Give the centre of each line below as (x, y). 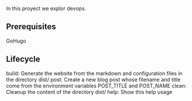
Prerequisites (31, 27)
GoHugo (16, 41)
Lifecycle (23, 59)
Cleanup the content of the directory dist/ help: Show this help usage (89, 92)
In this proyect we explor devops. (46, 8)
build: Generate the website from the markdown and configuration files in (94, 73)
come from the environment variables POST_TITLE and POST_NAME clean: (96, 86)
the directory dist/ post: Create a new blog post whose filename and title (93, 79)
